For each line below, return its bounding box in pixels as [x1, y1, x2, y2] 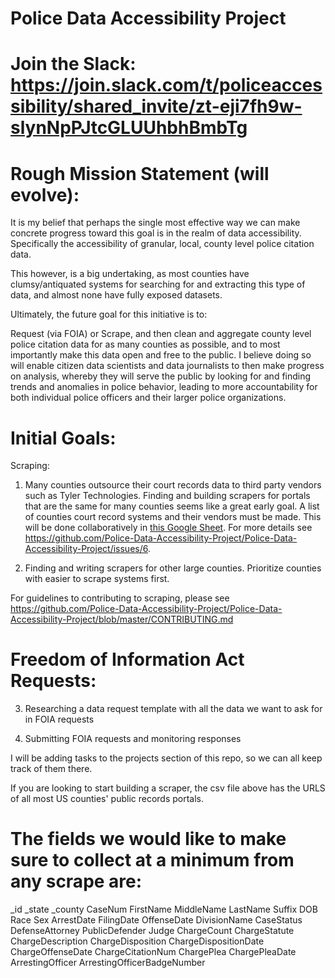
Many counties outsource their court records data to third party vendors [24, 479, 322, 491]
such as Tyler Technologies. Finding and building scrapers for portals [24, 490, 311, 502]
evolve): [10, 183, 80, 206]
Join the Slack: [10, 53, 137, 76]
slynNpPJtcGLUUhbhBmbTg [10, 117, 248, 139]
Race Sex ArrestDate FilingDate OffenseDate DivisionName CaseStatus [10, 914, 303, 926]
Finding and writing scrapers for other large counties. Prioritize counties [24, 562, 322, 574]
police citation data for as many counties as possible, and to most [10, 338, 281, 351]
